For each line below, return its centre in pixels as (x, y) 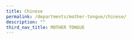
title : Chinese (25, 11)
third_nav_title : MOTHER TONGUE (45, 27)
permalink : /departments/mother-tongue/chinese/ (66, 17)
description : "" (26, 22)
